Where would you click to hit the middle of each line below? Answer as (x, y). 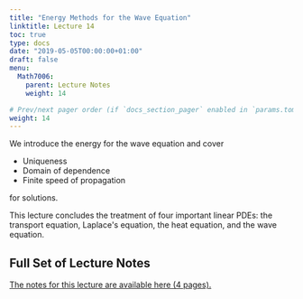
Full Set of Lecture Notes (80, 263)
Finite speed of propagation (74, 181)
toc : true (28, 34)
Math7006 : (36, 77)
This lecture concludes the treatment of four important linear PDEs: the (141, 215)
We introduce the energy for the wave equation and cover (117, 144)
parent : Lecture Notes (68, 85)
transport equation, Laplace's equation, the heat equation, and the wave (143, 225)
